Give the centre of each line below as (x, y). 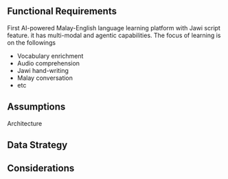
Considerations (41, 168)
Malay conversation (45, 78)
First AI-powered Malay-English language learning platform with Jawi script (114, 28)
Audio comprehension (48, 63)
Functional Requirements (62, 11)
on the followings (32, 42)
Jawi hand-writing (43, 70)
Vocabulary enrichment (50, 56)
